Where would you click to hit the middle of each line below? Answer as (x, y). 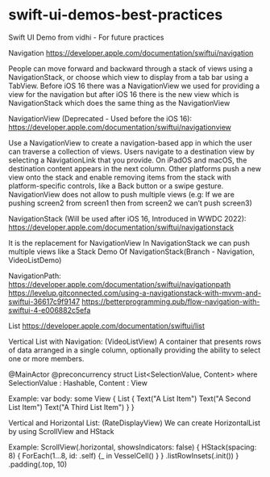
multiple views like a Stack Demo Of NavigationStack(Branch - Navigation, (132, 251)
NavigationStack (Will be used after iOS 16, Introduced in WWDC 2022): (127, 218)
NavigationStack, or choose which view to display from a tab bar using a (129, 77)
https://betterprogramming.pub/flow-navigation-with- (171, 302)
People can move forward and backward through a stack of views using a (131, 68)
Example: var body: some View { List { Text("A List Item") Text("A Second (130, 399)
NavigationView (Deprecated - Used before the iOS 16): (100, 118)
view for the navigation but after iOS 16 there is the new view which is (124, 94)
